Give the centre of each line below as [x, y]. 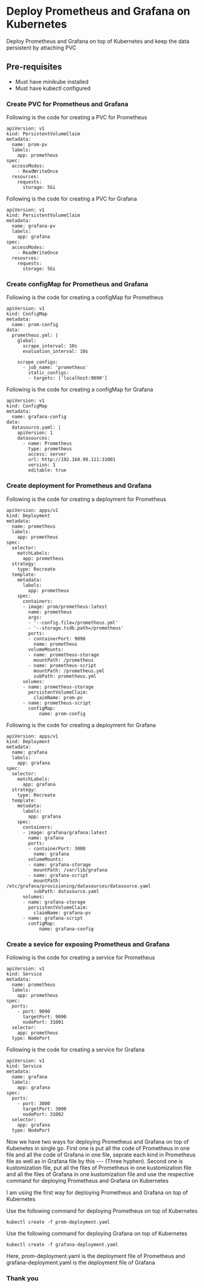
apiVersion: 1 [35, 433]
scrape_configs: [38, 362]
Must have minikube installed [52, 81]
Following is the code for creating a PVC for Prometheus [77, 117]
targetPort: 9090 [44, 1016]
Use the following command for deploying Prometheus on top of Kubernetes [102, 1211]
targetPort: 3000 [44, 1109]
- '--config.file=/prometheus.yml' [73, 623]
